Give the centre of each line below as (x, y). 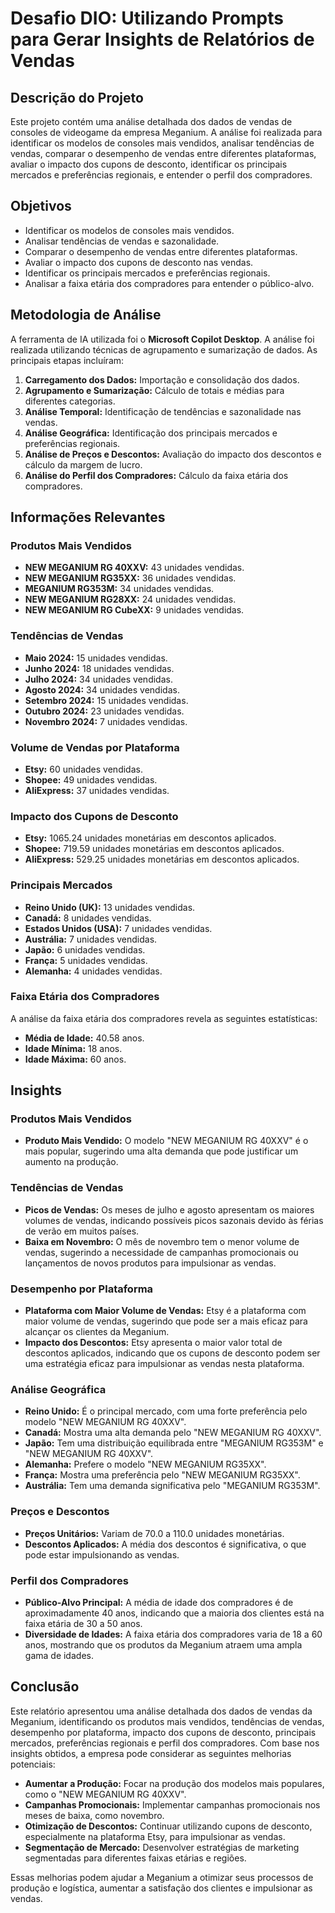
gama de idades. (59, 1655)
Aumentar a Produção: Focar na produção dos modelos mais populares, (174, 1783)
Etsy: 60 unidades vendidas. (83, 769)
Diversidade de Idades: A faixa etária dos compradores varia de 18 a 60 (173, 1634)
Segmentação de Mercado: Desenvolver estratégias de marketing (162, 1847)
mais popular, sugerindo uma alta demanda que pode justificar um (161, 1151)
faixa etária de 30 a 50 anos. (83, 1623)
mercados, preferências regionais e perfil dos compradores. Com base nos (165, 1743)
